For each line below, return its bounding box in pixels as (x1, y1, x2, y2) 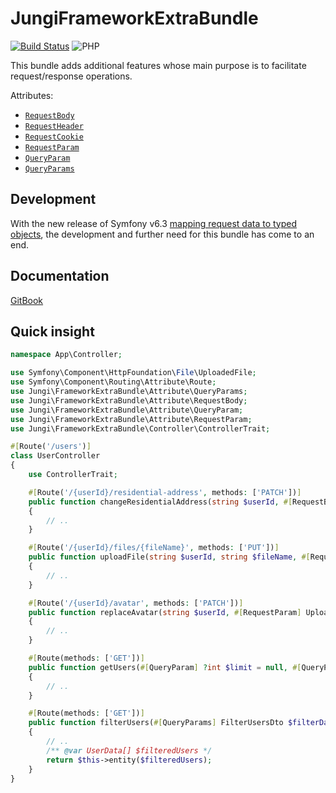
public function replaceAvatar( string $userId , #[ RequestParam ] (28, 607, 302, 617)
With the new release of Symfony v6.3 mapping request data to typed (10, 217, 298, 229)
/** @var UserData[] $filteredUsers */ (46, 745, 213, 756)
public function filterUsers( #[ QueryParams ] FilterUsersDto (28, 718, 284, 728)
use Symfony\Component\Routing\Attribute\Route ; (10, 377, 217, 387)
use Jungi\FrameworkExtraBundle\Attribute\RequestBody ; (10, 395, 248, 406)
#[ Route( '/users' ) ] (10, 442, 92, 452)
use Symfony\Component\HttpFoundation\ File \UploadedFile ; (10, 368, 257, 378)
